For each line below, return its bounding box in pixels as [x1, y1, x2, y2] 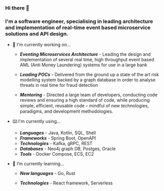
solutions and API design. [5, 30, 69, 37]
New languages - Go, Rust [19, 171, 76, 177]
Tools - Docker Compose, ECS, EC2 [19, 151, 94, 157]
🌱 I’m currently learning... [12, 161, 64, 167]
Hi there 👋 [5, 4, 30, 11]
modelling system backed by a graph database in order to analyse [19, 77, 156, 83]
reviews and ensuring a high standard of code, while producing [19, 97, 150, 103]
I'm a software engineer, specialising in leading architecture [5, 17, 154, 24]
